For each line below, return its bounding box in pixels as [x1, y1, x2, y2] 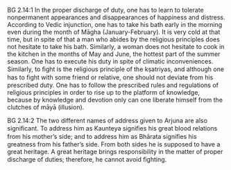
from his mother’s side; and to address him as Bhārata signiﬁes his [7, 133, 197, 140]
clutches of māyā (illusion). [7, 103, 85, 111]
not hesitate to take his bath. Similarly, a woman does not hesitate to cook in [7, 43, 225, 50]
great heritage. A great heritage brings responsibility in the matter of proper [7, 148, 223, 155]
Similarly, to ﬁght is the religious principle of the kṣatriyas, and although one [7, 65, 224, 73]
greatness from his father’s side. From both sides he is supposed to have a [7, 140, 221, 148]
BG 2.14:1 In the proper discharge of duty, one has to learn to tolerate [7, 6, 204, 14]
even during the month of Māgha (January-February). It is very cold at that [7, 28, 221, 36]
